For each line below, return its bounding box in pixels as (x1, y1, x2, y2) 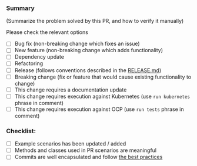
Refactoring (14, 60, 44, 67)
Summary (6, 4, 35, 12)
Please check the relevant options (6, 29, 88, 36)
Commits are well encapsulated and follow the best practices (14, 154, 163, 161)
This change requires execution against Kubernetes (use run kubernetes (14, 93, 190, 100)
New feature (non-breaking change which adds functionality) (14, 47, 163, 54)
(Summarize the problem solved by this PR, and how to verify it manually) (6, 18, 184, 25)
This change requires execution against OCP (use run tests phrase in (14, 106, 184, 113)
